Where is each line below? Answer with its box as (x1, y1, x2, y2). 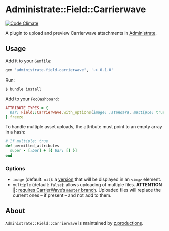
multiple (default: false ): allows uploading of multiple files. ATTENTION (12, 181, 162, 187)
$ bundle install (5, 87, 42, 92)
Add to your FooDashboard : (5, 96, 59, 102)
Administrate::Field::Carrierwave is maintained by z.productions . (5, 220, 144, 226)
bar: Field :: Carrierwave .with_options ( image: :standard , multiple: (10, 110, 154, 115)
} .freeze (5, 115, 24, 120)
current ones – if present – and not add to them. (12, 192, 112, 198)
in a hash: (5, 129, 26, 135)
